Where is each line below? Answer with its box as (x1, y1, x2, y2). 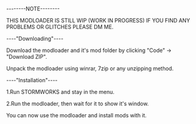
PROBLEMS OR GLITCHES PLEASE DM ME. (6, 24, 114, 30)
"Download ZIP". (6, 53, 47, 60)
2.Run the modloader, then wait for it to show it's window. (6, 100, 149, 107)
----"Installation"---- (6, 77, 58, 83)
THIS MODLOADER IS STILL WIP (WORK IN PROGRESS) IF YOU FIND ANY (6, 17, 191, 24)
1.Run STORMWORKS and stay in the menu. (6, 88, 115, 96)
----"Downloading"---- (6, 35, 64, 42)
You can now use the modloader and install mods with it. (6, 112, 147, 119)
